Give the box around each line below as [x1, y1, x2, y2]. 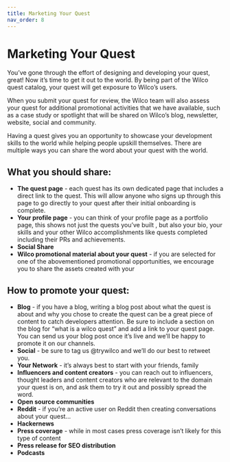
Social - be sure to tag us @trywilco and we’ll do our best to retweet [16, 347, 211, 355]
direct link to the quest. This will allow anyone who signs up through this [16, 192, 221, 200]
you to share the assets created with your [16, 265, 135, 273]
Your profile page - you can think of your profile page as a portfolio [16, 213, 208, 222]
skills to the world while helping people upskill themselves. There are [7, 139, 202, 148]
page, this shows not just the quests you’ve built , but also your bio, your [16, 221, 223, 229]
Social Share [16, 243, 54, 251]
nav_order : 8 [7, 16, 45, 23]
